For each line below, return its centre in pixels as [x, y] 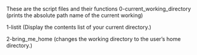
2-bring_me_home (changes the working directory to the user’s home [94, 39]
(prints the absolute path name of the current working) [75, 15]
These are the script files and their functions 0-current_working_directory [99, 9]
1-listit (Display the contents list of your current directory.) [79, 27]
